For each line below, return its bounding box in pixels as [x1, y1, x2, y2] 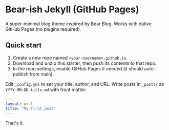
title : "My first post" [5, 106, 56, 111]
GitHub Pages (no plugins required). [5, 26, 81, 32]
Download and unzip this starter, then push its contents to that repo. [12, 60, 157, 66]
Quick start [5, 41, 42, 50]
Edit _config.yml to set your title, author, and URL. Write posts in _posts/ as [5, 81, 164, 87]
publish [12, 71, 29, 77]
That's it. [5, 120, 24, 126]
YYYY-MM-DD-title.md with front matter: [5, 86, 87, 92]
